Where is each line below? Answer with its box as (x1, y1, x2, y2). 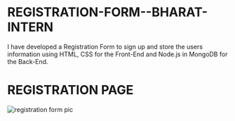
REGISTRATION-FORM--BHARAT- (7, 4, 208, 20)
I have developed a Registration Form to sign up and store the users (7, 42, 203, 51)
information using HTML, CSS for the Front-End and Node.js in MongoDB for (7, 50, 228, 58)
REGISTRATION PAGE (7, 82, 134, 98)
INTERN (7, 19, 54, 35)
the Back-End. (7, 57, 48, 65)
